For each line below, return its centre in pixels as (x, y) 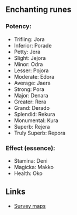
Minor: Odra (28, 64)
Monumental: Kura (36, 120)
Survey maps (30, 206)
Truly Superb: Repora (39, 133)
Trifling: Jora (29, 39)
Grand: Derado (32, 107)
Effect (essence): (31, 148)
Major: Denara (31, 95)
